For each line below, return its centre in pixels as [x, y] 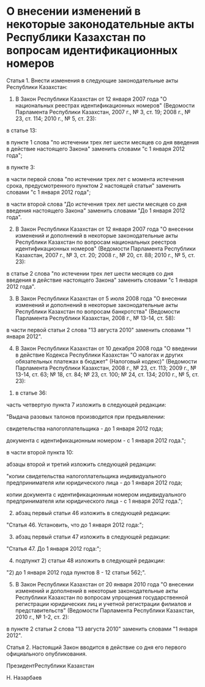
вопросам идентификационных [92, 51]
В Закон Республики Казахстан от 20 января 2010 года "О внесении [104, 584]
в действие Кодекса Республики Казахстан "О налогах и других [99, 355]
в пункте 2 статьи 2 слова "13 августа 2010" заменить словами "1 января [102, 629]
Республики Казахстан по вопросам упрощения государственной [102, 597]
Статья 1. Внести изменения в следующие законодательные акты [92, 80]
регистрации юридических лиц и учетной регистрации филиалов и [103, 604]
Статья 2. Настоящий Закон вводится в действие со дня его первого [96, 647]
